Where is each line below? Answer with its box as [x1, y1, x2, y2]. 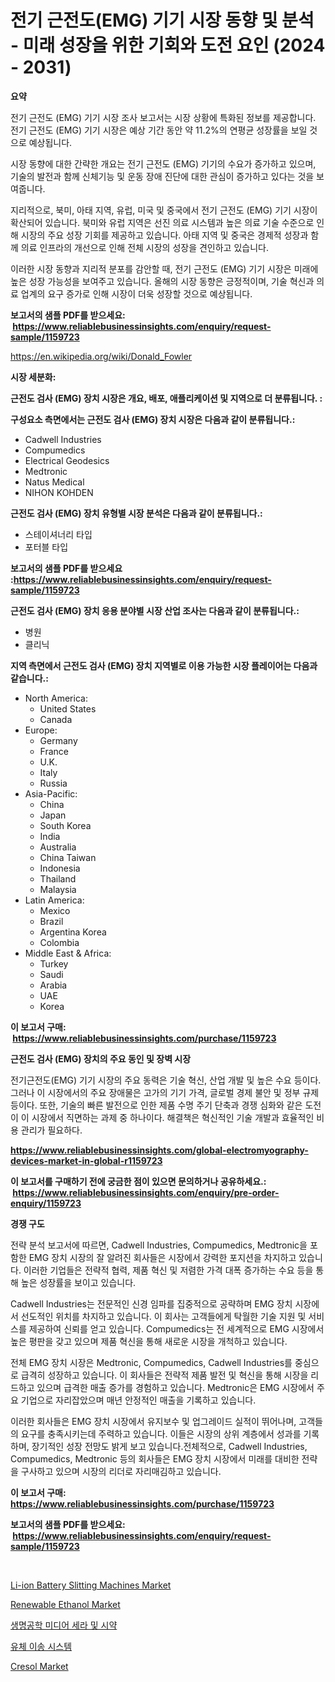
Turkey [39, 957, 69, 970]
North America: [24, 692, 88, 704]
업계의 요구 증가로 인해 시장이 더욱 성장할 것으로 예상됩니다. [20, 287, 253, 300]
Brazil [39, 915, 64, 927]
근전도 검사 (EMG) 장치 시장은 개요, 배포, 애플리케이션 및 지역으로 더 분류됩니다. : [10, 392, 323, 404]
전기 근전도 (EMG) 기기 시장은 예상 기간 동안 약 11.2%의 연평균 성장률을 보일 [10, 124, 308, 136]
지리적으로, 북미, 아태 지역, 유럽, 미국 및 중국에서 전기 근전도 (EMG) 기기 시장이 [10, 204, 318, 216]
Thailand [39, 872, 77, 885]
